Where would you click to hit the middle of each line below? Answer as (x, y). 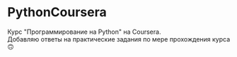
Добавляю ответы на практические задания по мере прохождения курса (119, 39)
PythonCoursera (57, 12)
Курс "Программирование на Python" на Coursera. (84, 32)
